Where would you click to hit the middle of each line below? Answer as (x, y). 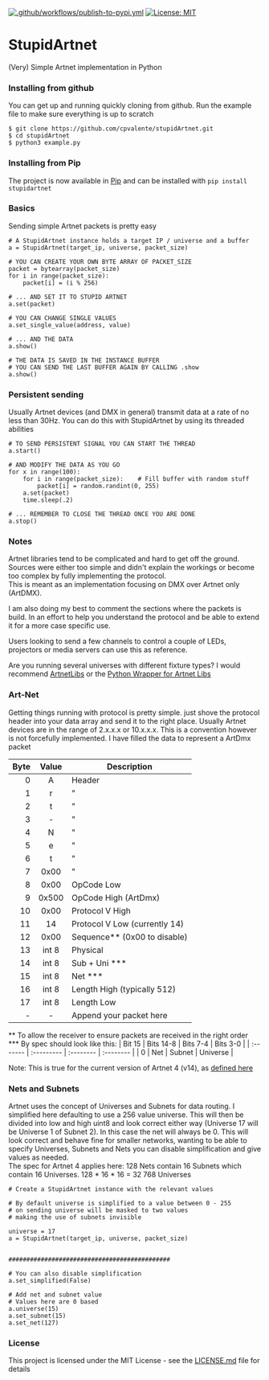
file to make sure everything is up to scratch (81, 114)
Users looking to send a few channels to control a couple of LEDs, (117, 641)
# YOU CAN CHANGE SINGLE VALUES (62, 318)
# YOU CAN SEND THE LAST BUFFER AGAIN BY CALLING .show (104, 367)
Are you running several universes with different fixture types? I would (124, 665)
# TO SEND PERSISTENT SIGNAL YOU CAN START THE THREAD (102, 444)
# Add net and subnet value (55, 1295)
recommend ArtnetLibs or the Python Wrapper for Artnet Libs (110, 674)
